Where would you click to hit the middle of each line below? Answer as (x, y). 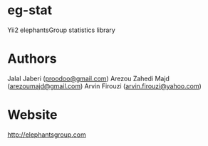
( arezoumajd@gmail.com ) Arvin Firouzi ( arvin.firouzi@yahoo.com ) (104, 86)
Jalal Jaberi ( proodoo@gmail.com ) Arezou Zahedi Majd (88, 78)
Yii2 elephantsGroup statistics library (61, 30)
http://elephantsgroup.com (47, 135)
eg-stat (30, 10)
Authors (32, 59)
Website (32, 115)
